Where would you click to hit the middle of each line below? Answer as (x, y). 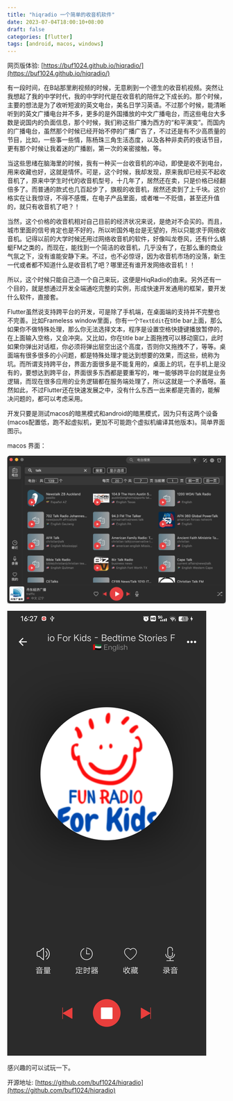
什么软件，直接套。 (35, 297)
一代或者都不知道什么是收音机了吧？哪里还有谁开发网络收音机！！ (101, 265)
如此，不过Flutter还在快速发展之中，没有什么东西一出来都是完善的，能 (113, 390)
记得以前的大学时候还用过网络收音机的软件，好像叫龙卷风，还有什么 (122, 239)
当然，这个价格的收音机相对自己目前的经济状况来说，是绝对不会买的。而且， (116, 222)
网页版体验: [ (25, 65)
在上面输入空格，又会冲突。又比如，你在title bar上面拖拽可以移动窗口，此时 (115, 338)
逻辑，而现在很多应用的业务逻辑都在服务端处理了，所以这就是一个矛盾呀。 (113, 382)
